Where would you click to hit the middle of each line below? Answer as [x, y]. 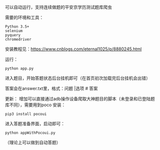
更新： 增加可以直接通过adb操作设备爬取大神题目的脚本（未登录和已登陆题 [80, 99]
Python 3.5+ [17, 27]
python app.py [20, 68]
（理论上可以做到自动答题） [33, 142]
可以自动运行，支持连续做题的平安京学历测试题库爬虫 [59, 7]
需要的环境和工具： [24, 17]
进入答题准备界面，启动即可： [35, 124]
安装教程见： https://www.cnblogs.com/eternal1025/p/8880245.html [73, 49]
